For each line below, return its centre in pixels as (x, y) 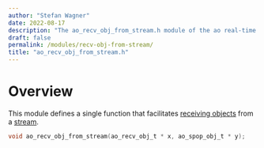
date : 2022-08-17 (37, 23)
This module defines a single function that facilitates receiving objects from (131, 113)
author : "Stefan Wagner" (49, 15)
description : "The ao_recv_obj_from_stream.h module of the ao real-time (132, 30)
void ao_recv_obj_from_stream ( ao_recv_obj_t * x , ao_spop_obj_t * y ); (127, 136)
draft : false (30, 38)
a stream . (24, 121)
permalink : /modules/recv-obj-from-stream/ (81, 45)
